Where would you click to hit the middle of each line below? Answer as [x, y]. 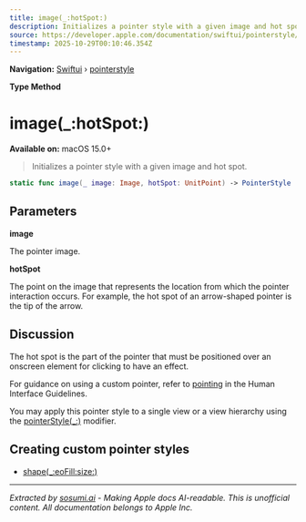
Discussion [42, 335]
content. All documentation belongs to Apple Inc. [101, 507]
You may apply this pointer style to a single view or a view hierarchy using [148, 411]
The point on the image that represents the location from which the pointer [149, 286]
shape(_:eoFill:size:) [60, 471]
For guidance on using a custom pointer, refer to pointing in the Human [143, 384]
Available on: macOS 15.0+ [61, 149]
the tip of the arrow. [46, 305]
